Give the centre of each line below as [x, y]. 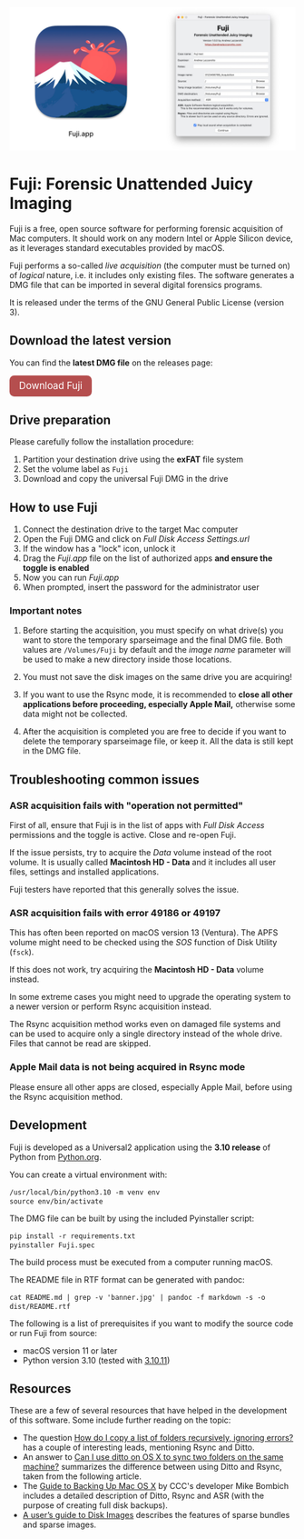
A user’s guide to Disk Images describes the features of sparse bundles [156, 1515]
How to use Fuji [54, 507]
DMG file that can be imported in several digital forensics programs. [136, 285]
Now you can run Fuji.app [71, 578]
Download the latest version [91, 340]
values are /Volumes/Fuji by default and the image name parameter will [157, 650]
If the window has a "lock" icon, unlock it [99, 549]
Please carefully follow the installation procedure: [102, 442]
